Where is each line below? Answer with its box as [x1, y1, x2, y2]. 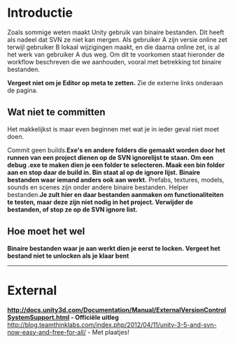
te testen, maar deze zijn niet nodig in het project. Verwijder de [7, 198, 194, 206]
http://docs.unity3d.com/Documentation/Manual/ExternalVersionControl [7, 305, 227, 314]
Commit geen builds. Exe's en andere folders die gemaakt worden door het [7, 145, 226, 154]
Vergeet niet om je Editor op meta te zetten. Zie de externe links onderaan [7, 78, 224, 87]
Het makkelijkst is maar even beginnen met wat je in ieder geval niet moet [7, 124, 220, 133]
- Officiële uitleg [71, 313, 119, 321]
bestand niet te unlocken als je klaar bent [7, 251, 129, 260]
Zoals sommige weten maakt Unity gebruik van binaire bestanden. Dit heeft [7, 28, 225, 36]
